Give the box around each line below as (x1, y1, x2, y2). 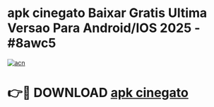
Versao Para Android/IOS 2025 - (7, 20, 201, 36)
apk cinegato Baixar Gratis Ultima (7, 5, 208, 21)
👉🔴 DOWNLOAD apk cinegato (7, 85, 189, 101)
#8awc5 (7, 35, 57, 51)
